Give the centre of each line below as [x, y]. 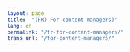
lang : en [19, 26]
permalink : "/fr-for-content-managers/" [66, 32]
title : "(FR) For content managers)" [62, 20]
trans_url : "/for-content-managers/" [61, 38]
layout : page [26, 13]
